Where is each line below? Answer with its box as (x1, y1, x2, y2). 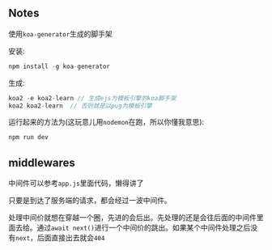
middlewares (8, 155, 75, 169)
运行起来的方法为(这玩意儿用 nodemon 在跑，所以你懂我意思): (8, 117, 205, 127)
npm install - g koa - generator (8, 62, 111, 70)
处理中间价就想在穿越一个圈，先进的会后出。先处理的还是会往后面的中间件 (8, 213, 257, 222)
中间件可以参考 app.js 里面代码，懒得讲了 (8, 178, 144, 189)
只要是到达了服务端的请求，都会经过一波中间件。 (8, 196, 172, 206)
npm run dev (8, 133, 49, 142)
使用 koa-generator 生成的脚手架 (8, 28, 113, 39)
